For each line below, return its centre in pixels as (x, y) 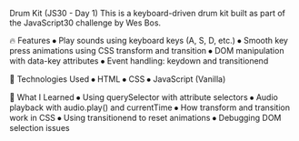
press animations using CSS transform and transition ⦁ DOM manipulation (147, 50)
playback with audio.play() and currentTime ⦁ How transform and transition (150, 107)
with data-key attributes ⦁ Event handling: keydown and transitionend (139, 61)
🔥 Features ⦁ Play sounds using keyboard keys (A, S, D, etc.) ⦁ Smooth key (149, 40)
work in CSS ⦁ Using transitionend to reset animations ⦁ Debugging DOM (145, 118)
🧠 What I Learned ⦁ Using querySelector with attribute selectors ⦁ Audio (144, 97)
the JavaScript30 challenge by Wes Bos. (85, 23)
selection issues (40, 128)
